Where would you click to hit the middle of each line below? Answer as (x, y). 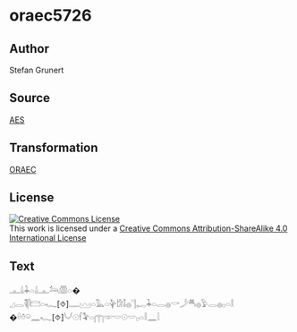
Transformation (54, 148)
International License (48, 238)
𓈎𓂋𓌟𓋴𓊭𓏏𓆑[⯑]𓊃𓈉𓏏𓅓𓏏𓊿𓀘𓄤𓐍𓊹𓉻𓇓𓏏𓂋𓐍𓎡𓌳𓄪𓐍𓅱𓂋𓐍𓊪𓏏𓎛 (122, 304)
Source (30, 98)
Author (29, 49)
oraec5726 (51, 16)
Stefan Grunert (37, 70)
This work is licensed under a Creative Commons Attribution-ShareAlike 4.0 (148, 228)
